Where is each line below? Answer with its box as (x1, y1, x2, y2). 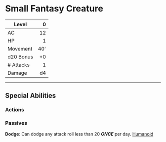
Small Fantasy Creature (5, 3, 104, 14)
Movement (7, 45, 33, 52)
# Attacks (7, 61, 30, 68)
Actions (5, 106, 25, 113)
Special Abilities (5, 92, 56, 100)
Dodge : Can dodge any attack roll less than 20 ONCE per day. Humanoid (5, 131, 154, 137)
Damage (7, 69, 27, 76)
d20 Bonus (7, 53, 34, 60)
